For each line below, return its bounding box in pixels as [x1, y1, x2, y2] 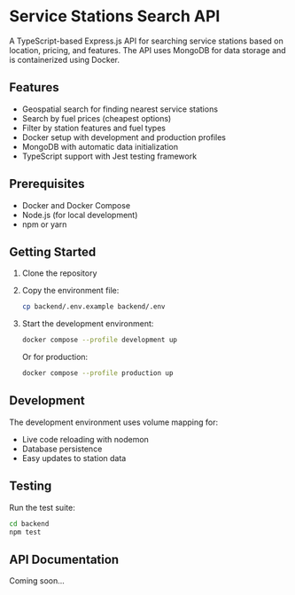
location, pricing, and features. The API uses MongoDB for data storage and [9, 44, 286, 55]
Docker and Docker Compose [21, 200, 131, 210]
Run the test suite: [9, 502, 75, 513]
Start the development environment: [21, 318, 154, 329]
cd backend [9, 519, 50, 528]
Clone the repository [21, 268, 97, 278]
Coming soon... [9, 575, 65, 586]
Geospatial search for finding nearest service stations [21, 104, 219, 114]
